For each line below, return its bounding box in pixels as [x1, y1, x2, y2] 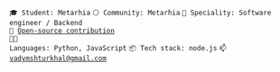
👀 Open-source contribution [9, 26, 116, 35]
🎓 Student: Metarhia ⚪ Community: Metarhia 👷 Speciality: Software [9, 8, 272, 17]
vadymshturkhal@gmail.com [9, 54, 107, 63]
